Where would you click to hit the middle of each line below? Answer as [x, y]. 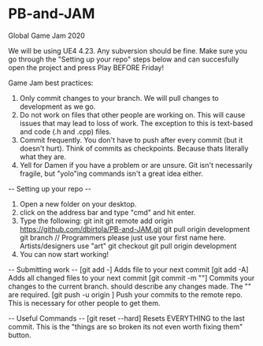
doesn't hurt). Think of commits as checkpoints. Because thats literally [134, 148]
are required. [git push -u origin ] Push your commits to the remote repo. [125, 294]
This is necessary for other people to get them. [84, 303]
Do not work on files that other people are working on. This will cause [132, 114]
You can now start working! [64, 254]
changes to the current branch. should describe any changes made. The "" [130, 286]
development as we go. [57, 106]
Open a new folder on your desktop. [78, 204]
